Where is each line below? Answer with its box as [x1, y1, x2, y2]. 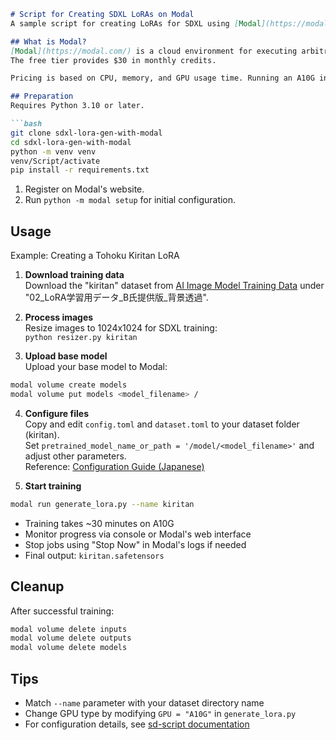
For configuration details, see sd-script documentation [24, 718, 250, 730]
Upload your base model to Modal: [24, 361, 168, 373]
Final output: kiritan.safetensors [24, 549, 165, 561]
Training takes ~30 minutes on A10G [24, 517, 175, 529]
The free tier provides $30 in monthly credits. [10, 55, 217, 65]
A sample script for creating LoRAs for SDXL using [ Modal [10, 18, 262, 29]
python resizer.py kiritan [24, 333, 138, 343]
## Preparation [10, 91, 74, 102]
